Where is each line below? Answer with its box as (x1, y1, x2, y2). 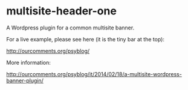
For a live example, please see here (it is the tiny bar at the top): (6, 35, 165, 43)
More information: (6, 59, 51, 66)
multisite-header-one (6, 4, 117, 18)
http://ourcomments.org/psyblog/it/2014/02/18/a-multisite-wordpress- (6, 70, 183, 77)
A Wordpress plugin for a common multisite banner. (6, 24, 135, 31)
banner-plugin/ (6, 77, 44, 84)
